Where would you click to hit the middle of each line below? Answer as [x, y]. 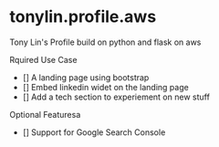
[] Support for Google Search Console [94, 132]
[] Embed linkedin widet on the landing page [105, 87]
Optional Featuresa [45, 114]
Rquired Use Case [43, 59]
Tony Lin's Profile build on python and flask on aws [105, 42]
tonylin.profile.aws [83, 17]
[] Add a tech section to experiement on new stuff [116, 97]
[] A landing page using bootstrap [86, 77]
